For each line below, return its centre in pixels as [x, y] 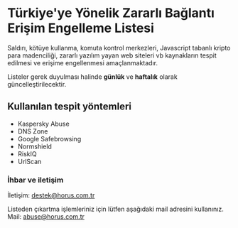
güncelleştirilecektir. [37, 84]
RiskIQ [27, 153]
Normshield [34, 146]
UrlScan [29, 161]
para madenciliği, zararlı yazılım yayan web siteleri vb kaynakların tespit [112, 55]
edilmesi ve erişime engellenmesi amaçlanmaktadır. [83, 63]
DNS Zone [33, 131]
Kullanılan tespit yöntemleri [69, 107]
